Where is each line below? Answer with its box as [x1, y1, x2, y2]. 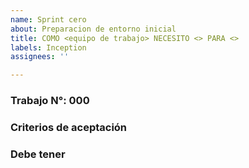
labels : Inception [10, 42, 87, 53]
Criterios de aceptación [10, 120, 128, 134]
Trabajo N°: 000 [10, 94, 90, 108]
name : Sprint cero [10, 14, 87, 25]
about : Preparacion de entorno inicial [10, 24, 177, 34]
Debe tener [10, 147, 66, 161]
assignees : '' [10, 52, 70, 62]
